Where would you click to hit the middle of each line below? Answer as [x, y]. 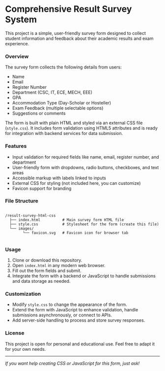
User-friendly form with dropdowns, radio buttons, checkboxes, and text [85, 167]
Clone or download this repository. [47, 260]
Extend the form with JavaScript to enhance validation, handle [75, 310]
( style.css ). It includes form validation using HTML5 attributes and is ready [82, 128]
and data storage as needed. [41, 281]
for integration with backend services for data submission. [64, 134]
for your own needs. [26, 349]
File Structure [22, 201]
